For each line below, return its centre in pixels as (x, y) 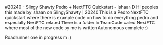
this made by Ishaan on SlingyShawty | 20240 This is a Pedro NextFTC (77, 12)
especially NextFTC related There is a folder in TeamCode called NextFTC (80, 22)
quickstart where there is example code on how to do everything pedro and (82, 17)
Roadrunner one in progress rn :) (38, 37)
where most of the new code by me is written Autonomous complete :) (77, 28)
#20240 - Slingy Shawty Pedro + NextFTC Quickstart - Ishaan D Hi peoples (82, 7)
